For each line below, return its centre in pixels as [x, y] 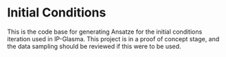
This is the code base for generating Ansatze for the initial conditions [105, 32]
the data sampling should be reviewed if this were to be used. [94, 46]
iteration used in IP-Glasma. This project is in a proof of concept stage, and [113, 38]
